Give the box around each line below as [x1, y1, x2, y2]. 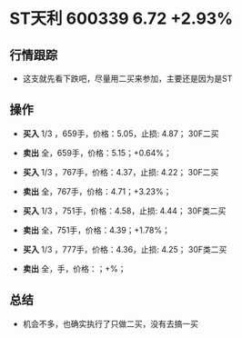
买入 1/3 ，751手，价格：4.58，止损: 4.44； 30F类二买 [22, 205, 227, 216]
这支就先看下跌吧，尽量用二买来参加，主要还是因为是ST [22, 74, 233, 84]
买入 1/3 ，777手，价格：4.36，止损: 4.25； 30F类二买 [22, 244, 227, 254]
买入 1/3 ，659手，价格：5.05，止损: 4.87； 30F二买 [22, 128, 219, 139]
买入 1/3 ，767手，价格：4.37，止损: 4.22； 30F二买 [22, 166, 219, 177]
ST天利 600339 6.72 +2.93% [9, 8, 234, 29]
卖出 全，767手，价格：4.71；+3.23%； [22, 185, 172, 196]
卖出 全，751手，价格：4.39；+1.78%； [22, 224, 171, 235]
